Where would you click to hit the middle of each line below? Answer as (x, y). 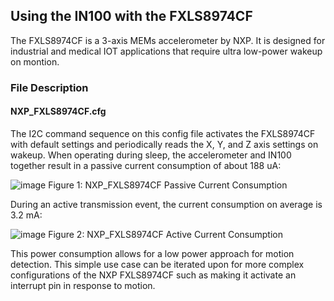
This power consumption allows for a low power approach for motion (152, 253)
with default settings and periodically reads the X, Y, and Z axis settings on (164, 144)
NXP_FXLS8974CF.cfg (58, 111)
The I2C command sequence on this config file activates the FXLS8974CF (163, 133)
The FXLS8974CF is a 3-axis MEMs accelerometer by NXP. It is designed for (168, 40)
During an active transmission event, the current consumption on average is (166, 204)
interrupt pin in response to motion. (83, 285)
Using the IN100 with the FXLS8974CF (131, 16)
